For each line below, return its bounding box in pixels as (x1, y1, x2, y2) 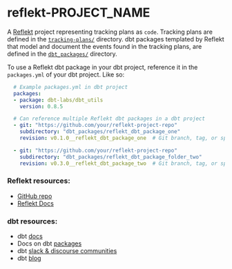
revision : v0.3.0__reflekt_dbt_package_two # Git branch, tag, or (19, 160, 217, 167)
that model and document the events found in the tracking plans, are (7, 42, 202, 50)
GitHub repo (17, 192, 52, 200)
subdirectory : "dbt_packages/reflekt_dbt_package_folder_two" (19, 153, 202, 160)
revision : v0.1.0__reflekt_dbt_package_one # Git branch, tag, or (19, 134, 217, 142)
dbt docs (17, 232, 43, 241)
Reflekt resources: (7, 176, 70, 186)
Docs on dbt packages (17, 239, 82, 248)
